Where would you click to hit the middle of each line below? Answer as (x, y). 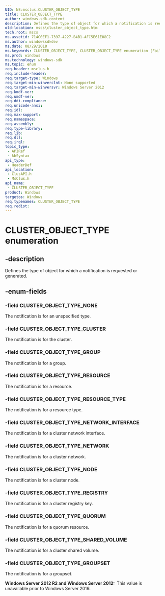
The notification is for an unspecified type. (48, 316)
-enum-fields (26, 291)
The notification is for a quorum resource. (47, 527)
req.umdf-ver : (20, 96)
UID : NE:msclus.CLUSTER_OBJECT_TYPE (42, 10)
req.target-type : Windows (31, 78)
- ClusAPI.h (19, 174)
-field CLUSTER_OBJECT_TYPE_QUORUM (55, 516)
